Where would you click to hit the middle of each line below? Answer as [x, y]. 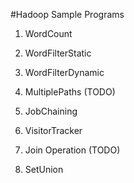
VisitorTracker [53, 130]
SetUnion [44, 169]
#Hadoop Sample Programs [67, 14]
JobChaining [51, 111]
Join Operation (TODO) [72, 150]
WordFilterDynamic [64, 72]
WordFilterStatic [58, 53]
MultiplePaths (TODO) [70, 92]
